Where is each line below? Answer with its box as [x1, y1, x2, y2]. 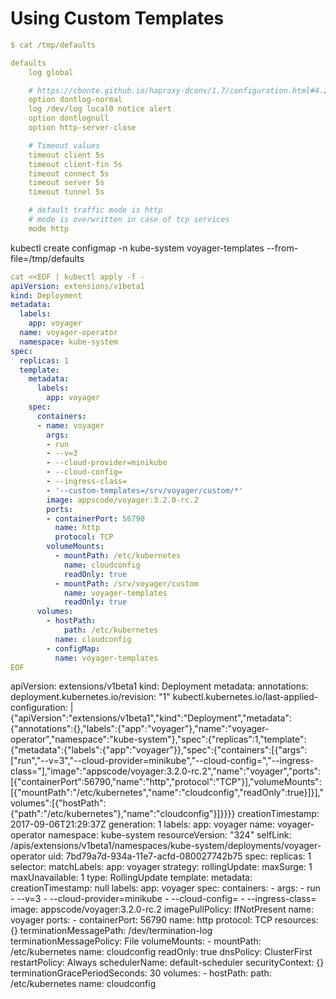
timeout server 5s [28, 178, 105, 188]
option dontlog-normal [28, 95, 123, 105]
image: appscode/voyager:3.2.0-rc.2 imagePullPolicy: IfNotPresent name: [10, 903, 315, 916]
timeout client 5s [28, 150, 105, 160]
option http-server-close [28, 123, 137, 133]
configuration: [10, 702, 68, 714]
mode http [28, 223, 70, 234]
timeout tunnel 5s [28, 187, 105, 197]
